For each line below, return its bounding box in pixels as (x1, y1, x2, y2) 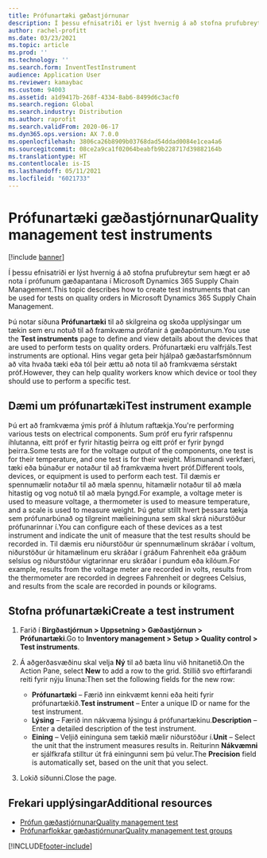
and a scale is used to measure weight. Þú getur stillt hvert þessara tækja (8, 505, 249, 515)
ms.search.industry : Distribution (8, 108, 123, 116)
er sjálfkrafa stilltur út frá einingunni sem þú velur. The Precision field (31, 750, 257, 759)
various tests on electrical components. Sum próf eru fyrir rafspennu (8, 429, 233, 438)
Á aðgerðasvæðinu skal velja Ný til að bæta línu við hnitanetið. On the (19, 658, 245, 668)
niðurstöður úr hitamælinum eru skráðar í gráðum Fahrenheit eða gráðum (8, 547, 246, 557)
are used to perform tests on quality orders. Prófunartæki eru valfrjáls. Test (8, 342, 252, 351)
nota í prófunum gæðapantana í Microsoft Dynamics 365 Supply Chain (8, 276, 239, 285)
